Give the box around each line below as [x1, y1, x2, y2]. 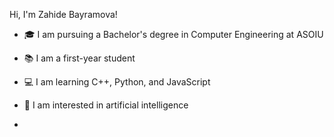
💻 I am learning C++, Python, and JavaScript [23, 76, 211, 88]
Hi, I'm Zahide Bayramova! [9, 9, 118, 20]
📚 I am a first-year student [23, 52, 136, 64]
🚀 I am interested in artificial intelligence [23, 99, 189, 111]
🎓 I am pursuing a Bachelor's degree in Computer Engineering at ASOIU [23, 29, 324, 40]
